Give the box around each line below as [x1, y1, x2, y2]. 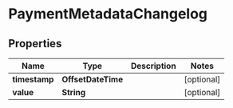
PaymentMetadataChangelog [8, 5, 208, 23]
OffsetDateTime [61, 74, 124, 85]
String [61, 87, 86, 98]
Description [130, 61, 177, 71]
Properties [8, 37, 62, 50]
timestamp [12, 74, 54, 85]
